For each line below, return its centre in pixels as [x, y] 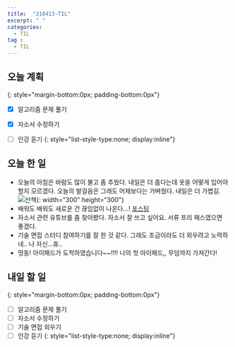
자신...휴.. [49, 244]
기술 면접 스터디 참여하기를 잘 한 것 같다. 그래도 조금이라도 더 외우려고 [113, 235]
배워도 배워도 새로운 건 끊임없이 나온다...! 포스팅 [83, 208]
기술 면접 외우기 [39, 327]
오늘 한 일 [27, 164]
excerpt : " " [26, 20]
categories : [25, 27]
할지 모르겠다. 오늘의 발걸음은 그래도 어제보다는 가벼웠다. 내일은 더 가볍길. [119, 191]
